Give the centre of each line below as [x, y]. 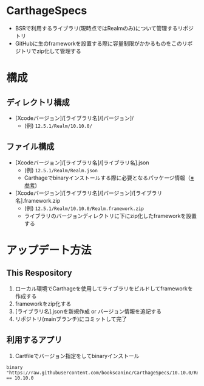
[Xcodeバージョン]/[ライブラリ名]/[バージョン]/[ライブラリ [89, 193]
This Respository [39, 273]
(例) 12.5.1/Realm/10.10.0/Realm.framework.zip [84, 208]
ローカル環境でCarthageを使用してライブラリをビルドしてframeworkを [104, 288]
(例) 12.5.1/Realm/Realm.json [61, 170]
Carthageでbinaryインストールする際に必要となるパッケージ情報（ [107, 178]
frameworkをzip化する [43, 304]
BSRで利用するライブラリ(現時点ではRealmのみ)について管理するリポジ [104, 28]
